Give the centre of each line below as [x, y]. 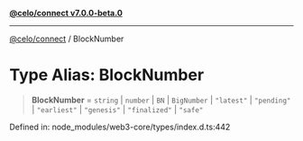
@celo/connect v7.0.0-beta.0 [66, 13]
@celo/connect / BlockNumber [67, 39]
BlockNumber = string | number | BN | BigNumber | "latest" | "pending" [161, 100]
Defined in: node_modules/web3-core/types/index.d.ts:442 [120, 127]
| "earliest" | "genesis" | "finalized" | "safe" [117, 109]
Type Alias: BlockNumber [107, 75]
